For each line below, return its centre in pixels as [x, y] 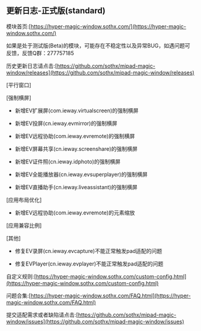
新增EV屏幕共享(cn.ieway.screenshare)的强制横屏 [76, 148]
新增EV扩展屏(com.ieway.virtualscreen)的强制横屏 [77, 111]
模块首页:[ [19, 26]
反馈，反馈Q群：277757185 [40, 53]
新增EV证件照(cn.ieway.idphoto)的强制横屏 [68, 162]
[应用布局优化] [24, 199]
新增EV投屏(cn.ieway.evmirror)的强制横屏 [66, 123]
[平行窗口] [19, 85]
